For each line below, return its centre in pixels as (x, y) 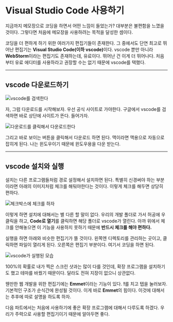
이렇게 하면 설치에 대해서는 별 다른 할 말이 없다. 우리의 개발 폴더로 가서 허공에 (83, 214)
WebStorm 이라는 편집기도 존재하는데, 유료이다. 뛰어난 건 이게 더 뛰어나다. (80, 56)
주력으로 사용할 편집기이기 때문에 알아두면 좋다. (62, 314)
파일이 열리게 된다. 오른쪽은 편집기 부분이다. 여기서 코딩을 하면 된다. (87, 244)
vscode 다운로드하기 (37, 85)
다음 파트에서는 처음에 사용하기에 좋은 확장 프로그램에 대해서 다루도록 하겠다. (82, 307)
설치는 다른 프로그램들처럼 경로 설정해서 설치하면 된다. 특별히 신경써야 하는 (80, 180)
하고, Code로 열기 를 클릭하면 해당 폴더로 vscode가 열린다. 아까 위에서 (89, 221)
